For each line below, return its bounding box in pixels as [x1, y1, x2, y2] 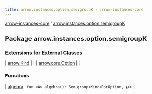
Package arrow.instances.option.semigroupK [5, 35, 147, 43]
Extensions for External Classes [5, 49, 83, 56]
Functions [5, 73, 29, 79]
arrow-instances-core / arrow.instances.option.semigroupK [5, 20, 125, 26]
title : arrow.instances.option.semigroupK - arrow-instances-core [5, 7, 144, 12]
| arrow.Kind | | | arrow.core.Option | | [5, 60, 80, 66]
